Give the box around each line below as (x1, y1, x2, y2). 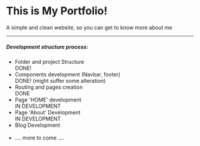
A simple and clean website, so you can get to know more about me (6, 24, 173, 31)
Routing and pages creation (14, 83, 83, 91)
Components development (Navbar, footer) (14, 70, 121, 78)
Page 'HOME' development (14, 96, 82, 103)
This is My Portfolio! (6, 4, 108, 18)
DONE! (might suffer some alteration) (14, 77, 106, 84)
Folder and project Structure (14, 58, 85, 65)
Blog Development (14, 121, 61, 129)
